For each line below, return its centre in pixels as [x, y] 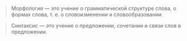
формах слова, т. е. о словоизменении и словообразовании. [87, 14]
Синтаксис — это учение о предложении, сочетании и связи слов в [96, 26]
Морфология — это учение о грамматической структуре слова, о [93, 8]
